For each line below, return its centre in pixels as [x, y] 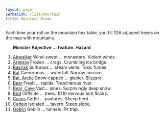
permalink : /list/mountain [33, 14]
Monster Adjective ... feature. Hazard [52, 48]
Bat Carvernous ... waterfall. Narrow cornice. [58, 73]
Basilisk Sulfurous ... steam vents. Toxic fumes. [60, 67]
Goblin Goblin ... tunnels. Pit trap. [46, 109]
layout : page [19, 10]
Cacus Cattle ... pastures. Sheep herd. [51, 99]
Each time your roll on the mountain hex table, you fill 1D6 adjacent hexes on [82, 33]
